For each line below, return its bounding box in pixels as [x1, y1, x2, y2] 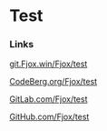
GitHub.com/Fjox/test [9, 111, 90, 123]
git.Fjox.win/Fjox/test [9, 58, 88, 69]
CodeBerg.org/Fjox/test [9, 76, 98, 87]
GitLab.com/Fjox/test [9, 94, 88, 105]
